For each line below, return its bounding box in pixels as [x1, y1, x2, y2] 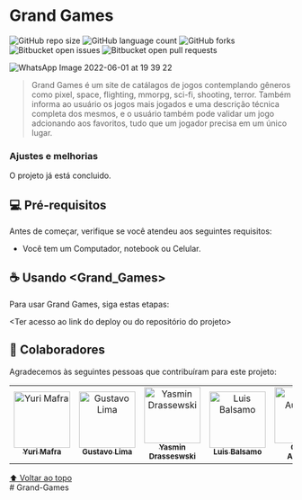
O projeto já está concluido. [9, 170, 111, 181]
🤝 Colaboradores [9, 343, 106, 358]
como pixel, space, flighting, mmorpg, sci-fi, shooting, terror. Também [31, 89, 291, 100]
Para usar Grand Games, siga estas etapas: [9, 299, 170, 309]
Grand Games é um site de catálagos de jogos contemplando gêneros [31, 79, 291, 90]
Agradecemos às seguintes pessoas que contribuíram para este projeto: [9, 366, 277, 377]
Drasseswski [148, 451, 196, 461]
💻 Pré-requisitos [9, 197, 107, 212]
